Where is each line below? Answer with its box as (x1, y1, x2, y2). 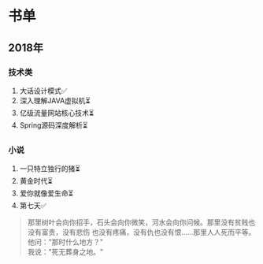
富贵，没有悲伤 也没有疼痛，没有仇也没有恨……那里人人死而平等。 (41, 228, 256, 237)
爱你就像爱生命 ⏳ (19, 188, 73, 198)
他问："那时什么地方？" (27, 237, 104, 247)
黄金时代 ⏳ (19, 177, 53, 186)
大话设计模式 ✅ (19, 86, 68, 95)
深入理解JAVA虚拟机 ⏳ (19, 95, 91, 105)
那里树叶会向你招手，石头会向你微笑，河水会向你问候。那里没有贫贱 (27, 218, 249, 227)
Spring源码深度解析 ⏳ (19, 120, 88, 130)
